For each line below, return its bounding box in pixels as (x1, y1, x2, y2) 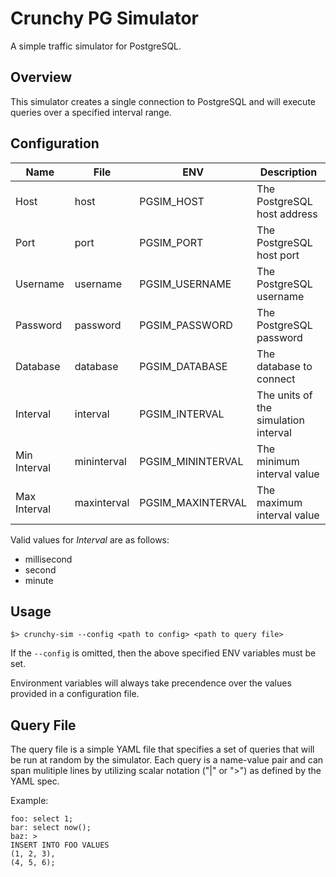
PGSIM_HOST (139, 194, 205, 208)
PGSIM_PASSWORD (139, 318, 233, 332)
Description (259, 165, 318, 179)
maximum (256, 495, 303, 509)
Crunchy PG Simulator (10, 7, 199, 30)
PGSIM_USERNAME (139, 277, 232, 291)
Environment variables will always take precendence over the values (10, 677, 292, 689)
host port (256, 248, 300, 262)
